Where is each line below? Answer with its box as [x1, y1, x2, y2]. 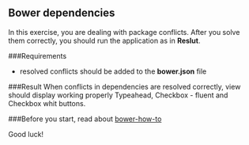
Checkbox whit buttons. [8, 98, 86, 108]
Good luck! [8, 129, 44, 139]
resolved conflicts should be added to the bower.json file [19, 67, 207, 76]
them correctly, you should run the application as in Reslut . [8, 36, 201, 45]
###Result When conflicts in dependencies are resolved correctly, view [8, 82, 241, 91]
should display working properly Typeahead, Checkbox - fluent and [8, 90, 228, 100]
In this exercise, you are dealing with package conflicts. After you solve [8, 27, 240, 36]
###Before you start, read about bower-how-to [8, 114, 162, 124]
